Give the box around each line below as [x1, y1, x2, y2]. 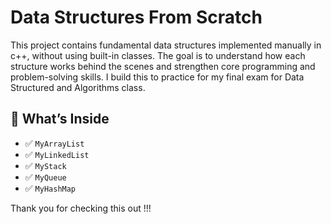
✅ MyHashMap [24, 182, 77, 194]
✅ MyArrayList [24, 137, 85, 149]
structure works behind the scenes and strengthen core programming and [10, 60, 316, 72]
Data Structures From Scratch [10, 6, 263, 29]
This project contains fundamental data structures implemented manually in [10, 39, 322, 51]
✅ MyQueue [24, 171, 67, 183]
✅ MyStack [24, 159, 67, 171]
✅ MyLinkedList [24, 148, 90, 160]
